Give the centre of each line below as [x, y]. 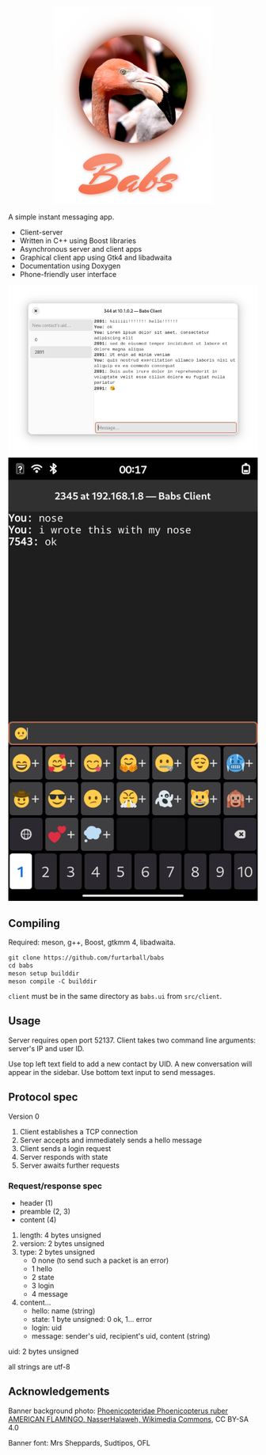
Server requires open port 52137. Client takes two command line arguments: [132, 1040]
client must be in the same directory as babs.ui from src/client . [115, 997]
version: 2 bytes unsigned [62, 1243]
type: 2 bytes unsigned [57, 1252]
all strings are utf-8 [39, 1366]
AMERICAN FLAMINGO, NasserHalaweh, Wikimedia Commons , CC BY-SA [129, 1419]
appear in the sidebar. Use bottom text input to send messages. [112, 1072]
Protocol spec [43, 1098]
